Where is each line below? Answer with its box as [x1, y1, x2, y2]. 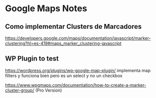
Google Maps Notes [5, 3, 87, 14]
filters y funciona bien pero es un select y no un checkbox [5, 73, 123, 78]
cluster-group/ [5, 87, 34, 93]
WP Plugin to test [5, 55, 59, 63]
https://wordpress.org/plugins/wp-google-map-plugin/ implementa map [5, 67, 151, 73]
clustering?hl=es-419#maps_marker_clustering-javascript [5, 40, 122, 46]
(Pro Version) [35, 87, 62, 93]
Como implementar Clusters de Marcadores [5, 22, 142, 31]
